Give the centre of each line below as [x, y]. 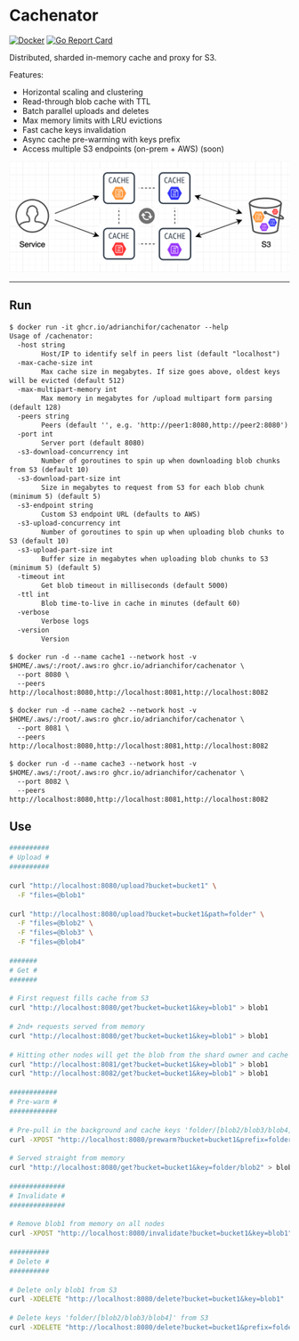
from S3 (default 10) [49, 470]
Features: [27, 74]
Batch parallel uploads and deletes [85, 110]
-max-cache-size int [55, 363]
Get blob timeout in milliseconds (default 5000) [135, 585]
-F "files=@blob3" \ [55, 933]
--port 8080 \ [43, 675]
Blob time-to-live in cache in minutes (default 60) [141, 603]
